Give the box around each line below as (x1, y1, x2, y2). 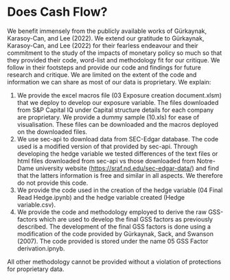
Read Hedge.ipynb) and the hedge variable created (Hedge (16, 193, 185, 201)
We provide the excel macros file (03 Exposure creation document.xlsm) (16, 91, 222, 100)
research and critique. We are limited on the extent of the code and (7, 70, 197, 79)
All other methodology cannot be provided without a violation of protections (7, 257, 222, 266)
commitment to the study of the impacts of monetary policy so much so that (7, 49, 222, 57)
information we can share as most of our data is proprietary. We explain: (7, 78, 211, 86)
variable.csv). (16, 200, 56, 209)
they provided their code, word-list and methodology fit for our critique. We (7, 56, 220, 64)
